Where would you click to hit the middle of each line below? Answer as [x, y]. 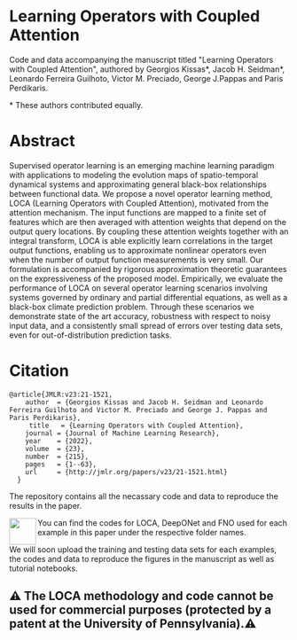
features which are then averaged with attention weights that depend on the [148, 222]
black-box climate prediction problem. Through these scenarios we [132, 307]
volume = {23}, [55, 449]
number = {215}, [57, 457]
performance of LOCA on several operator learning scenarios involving [138, 288]
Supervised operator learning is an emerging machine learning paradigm [142, 165]
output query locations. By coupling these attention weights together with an [149, 231]
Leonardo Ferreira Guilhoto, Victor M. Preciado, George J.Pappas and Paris [146, 78]
